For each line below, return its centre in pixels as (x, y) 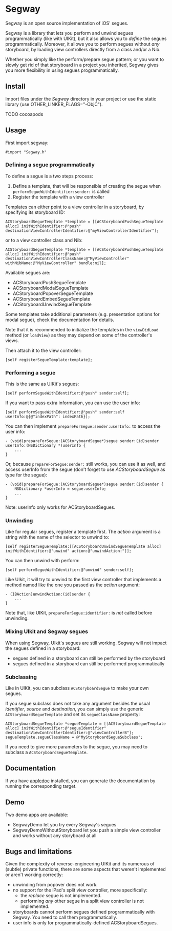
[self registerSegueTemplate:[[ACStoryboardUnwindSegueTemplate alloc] (83, 547)
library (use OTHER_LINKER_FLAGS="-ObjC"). (54, 104)
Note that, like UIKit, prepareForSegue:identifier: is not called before (79, 613)
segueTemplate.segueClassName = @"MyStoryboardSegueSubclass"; (74, 737)
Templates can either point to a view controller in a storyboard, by (75, 207)
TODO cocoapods (24, 114)
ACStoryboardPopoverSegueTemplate (53, 293)
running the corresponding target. (41, 786)
